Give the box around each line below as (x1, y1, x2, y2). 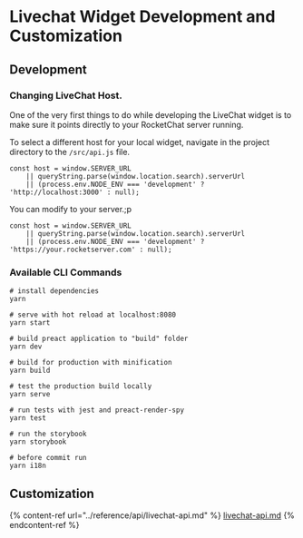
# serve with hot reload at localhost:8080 (9, 310, 177, 319)
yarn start (9, 318, 51, 328)
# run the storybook (9, 429, 88, 439)
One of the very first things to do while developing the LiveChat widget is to (9, 109, 292, 120)
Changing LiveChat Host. (9, 89, 122, 102)
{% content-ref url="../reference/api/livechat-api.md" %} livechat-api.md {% (9, 510, 295, 521)
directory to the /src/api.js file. (9, 146, 130, 157)
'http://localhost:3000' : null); (9, 188, 141, 197)
